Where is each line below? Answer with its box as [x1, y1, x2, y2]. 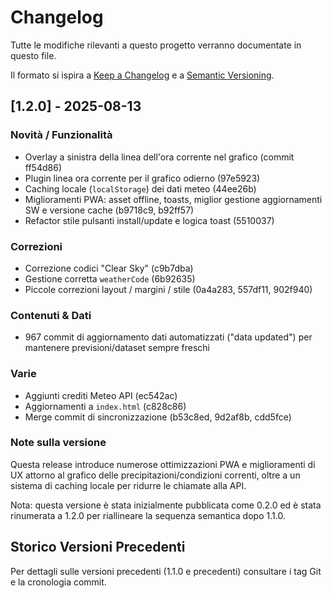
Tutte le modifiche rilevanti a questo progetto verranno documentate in [10, 39, 302, 51]
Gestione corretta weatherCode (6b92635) [24, 272, 196, 285]
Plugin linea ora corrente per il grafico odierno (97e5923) [24, 172, 261, 184]
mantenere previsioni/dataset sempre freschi [24, 342, 210, 354]
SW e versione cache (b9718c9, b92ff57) [24, 204, 195, 216]
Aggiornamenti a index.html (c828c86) [24, 400, 187, 412]
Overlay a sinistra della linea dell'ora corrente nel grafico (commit [24, 151, 295, 163]
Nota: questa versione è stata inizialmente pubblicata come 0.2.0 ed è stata [10, 499, 322, 511]
